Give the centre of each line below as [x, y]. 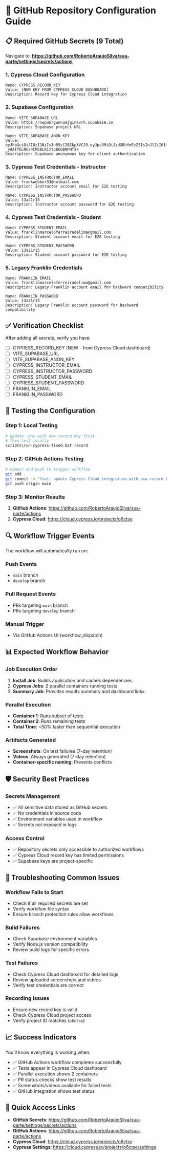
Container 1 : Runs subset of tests [48, 716]
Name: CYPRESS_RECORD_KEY [33, 85]
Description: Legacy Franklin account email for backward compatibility [84, 287]
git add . [16, 474]
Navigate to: [18, 56]
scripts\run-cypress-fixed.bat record [47, 446]
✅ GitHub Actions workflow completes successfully [67, 1062]
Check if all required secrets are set [50, 903]
